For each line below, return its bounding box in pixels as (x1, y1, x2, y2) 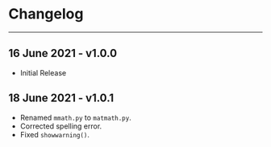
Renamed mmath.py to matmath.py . (19, 112, 131, 122)
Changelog (8, 5, 84, 23)
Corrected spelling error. (19, 121, 102, 131)
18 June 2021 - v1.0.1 (8, 92, 115, 105)
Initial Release (19, 67, 67, 77)
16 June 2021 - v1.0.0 (8, 47, 118, 60)
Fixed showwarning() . (19, 129, 90, 139)
